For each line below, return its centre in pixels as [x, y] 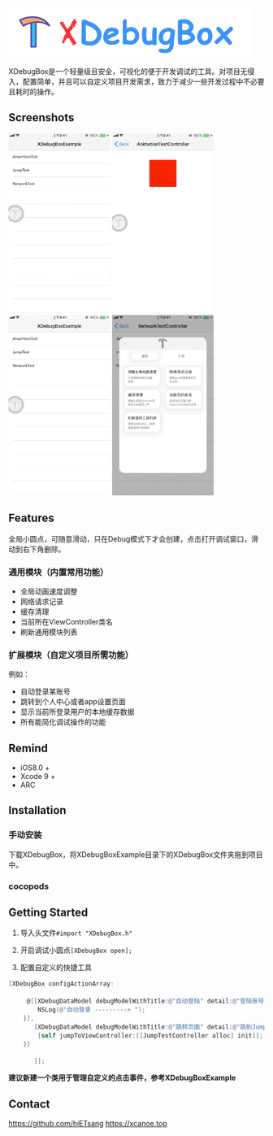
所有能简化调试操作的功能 [63, 722]
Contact [29, 1104]
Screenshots [41, 118]
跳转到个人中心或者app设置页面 [73, 702]
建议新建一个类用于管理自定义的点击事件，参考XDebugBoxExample [122, 1078]
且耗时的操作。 [33, 91]
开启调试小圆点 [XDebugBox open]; [76, 951]
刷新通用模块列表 [49, 632]
